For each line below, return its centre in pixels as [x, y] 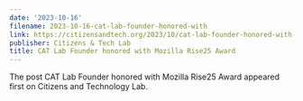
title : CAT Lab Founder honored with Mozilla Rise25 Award [123, 51]
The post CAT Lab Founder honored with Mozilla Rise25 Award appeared [145, 77]
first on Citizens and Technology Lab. [79, 87]
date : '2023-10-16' [46, 18]
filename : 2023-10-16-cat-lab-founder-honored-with [108, 26]
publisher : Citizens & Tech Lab [70, 43]
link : [19, 34]
